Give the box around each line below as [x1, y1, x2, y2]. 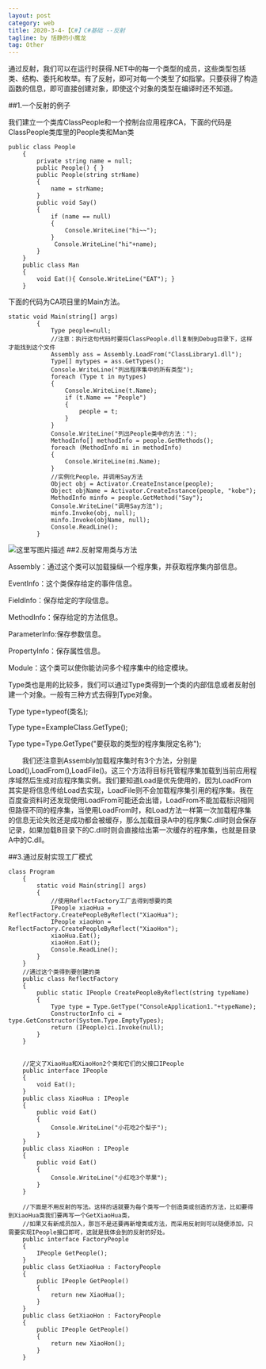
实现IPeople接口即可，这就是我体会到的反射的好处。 [19, 1229, 169, 1236]
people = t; [78, 408, 119, 416]
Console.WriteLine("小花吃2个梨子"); [50, 1124, 168, 1132]
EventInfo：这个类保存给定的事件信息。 [8, 579, 137, 588]
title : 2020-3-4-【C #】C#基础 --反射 [8, 26, 126, 34]
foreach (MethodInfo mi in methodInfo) [50, 444, 182, 452]
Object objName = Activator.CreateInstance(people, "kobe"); [50, 487, 257, 495]
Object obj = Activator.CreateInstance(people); [50, 480, 215, 488]
